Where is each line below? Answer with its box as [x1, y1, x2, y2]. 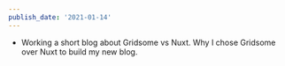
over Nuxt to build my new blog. [20, 46, 138, 57]
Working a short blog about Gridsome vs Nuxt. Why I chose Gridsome [20, 37, 276, 48]
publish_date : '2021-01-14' [8, 12, 112, 22]
